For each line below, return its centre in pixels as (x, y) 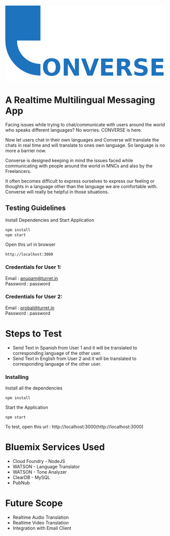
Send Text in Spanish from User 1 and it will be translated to (75, 347)
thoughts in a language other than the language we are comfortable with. (81, 187)
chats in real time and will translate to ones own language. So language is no (85, 146)
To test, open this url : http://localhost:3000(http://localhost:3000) (74, 427)
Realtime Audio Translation (41, 517)
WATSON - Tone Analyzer (40, 472)
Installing (17, 377)
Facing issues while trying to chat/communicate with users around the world (85, 125)
